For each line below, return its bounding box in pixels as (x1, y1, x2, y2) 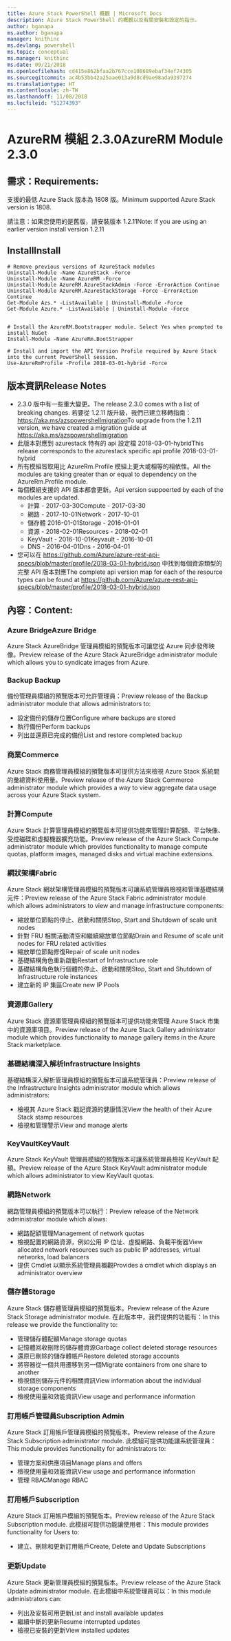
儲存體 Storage (7, 1287, 56, 1297)
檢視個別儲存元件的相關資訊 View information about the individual (16, 1376, 201, 1385)
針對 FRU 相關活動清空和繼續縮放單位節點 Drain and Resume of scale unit (16, 931, 223, 940)
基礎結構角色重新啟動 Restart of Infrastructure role (16, 956, 159, 964)
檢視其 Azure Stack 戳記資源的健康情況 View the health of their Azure (16, 1105, 212, 1113)
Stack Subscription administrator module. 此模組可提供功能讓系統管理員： (7, 1437, 217, 1445)
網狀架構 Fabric (7, 869, 57, 878)
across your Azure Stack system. (7, 790, 101, 799)
